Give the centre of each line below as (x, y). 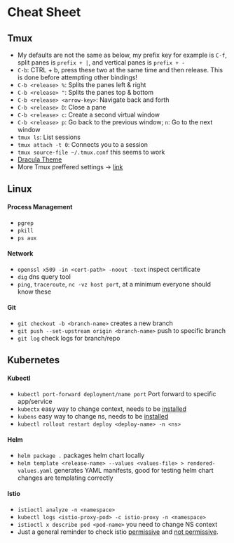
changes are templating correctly (65, 478)
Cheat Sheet (44, 12)
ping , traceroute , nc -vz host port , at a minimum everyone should (114, 284)
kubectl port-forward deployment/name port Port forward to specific (117, 393)
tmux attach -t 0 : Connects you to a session (83, 144)
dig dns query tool (44, 276)
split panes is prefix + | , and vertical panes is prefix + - (101, 63)
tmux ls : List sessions (49, 137)
